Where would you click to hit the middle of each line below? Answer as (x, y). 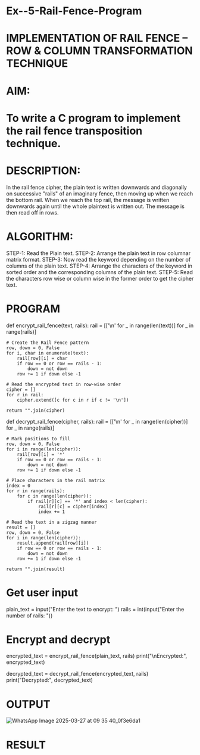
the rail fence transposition (74, 131)
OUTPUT (28, 704)
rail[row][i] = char (42, 358)
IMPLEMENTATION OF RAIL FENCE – (97, 38)
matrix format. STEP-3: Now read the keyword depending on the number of (99, 259)
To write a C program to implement (93, 118)
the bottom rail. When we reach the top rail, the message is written (88, 200)
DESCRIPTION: (43, 170)
